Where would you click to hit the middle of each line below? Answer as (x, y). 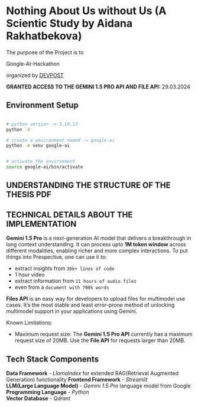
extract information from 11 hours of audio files (76, 281)
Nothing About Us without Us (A (86, 11)
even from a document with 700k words (62, 287)
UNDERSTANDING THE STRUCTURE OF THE (88, 185)
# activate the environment (41, 162)
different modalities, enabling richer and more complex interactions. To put (97, 251)
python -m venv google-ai (38, 146)
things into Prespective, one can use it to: (57, 257)
